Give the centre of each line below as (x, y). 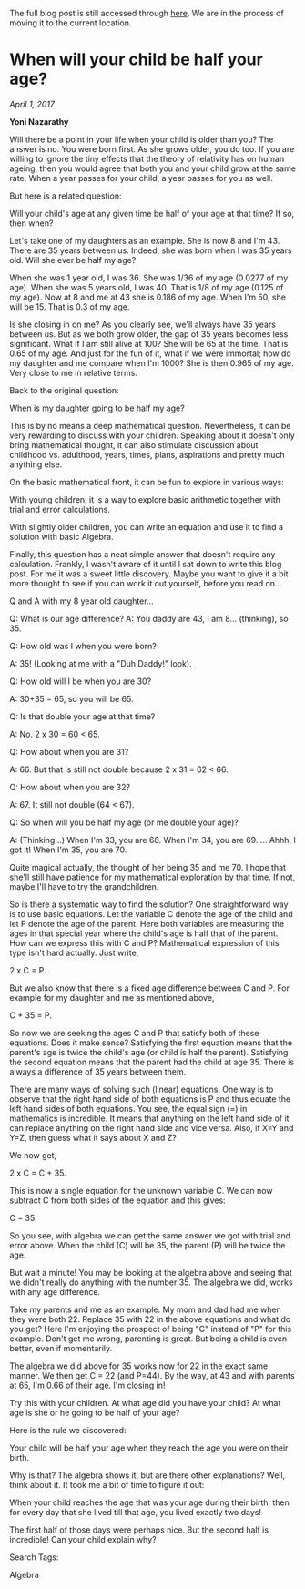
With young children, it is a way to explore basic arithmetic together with (145, 499)
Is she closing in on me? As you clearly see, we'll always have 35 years (142, 324)
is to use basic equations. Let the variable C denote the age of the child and (151, 913)
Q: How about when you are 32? (70, 787)
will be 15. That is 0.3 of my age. (70, 306)
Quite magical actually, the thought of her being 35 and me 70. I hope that (148, 867)
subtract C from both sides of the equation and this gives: (117, 1200)
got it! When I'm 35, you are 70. (68, 850)
